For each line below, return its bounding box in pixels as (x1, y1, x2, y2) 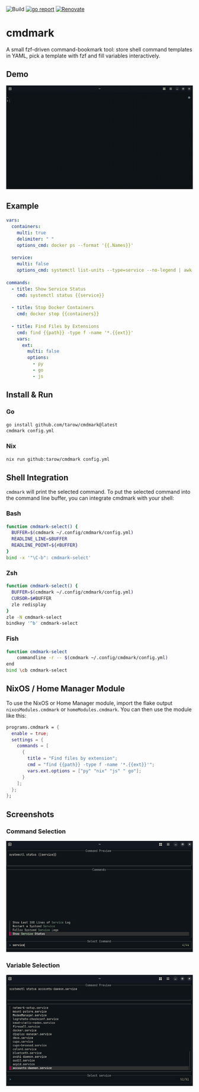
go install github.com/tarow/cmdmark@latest (6, 422, 118, 428)
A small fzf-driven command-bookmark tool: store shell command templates (6, 46, 192, 53)
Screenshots (6, 809, 54, 820)
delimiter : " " (17, 236, 54, 242)
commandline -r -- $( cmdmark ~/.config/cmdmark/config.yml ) (17, 655, 168, 661)
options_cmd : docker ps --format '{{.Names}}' (17, 242, 134, 248)
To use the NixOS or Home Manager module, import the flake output (6, 699, 173, 706)
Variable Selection (6, 961, 60, 969)
